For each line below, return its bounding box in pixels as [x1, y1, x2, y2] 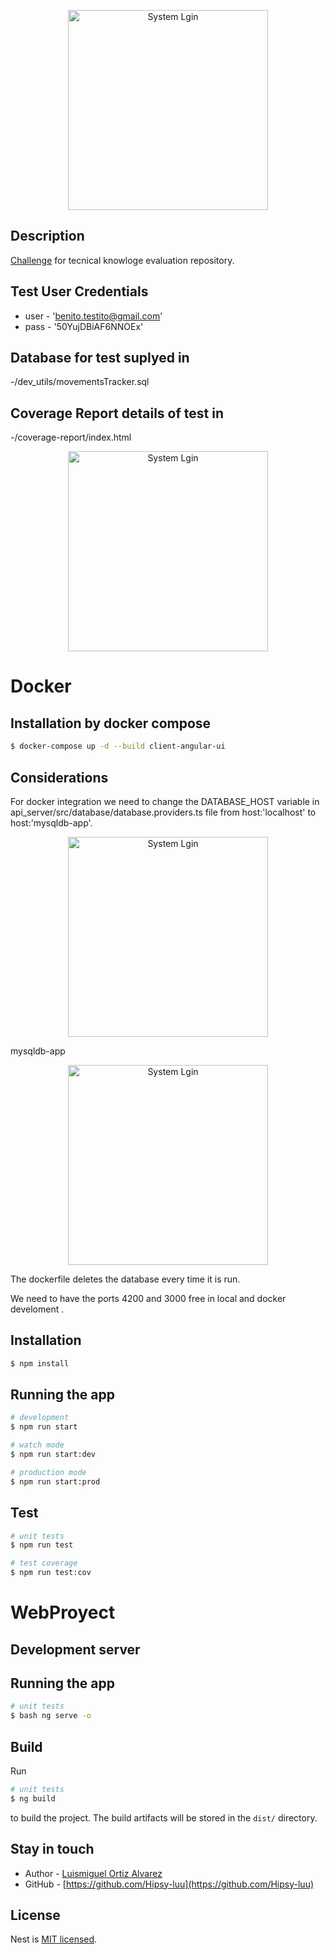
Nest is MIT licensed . [10, 1933, 98, 1945]
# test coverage [10, 1558, 78, 1569]
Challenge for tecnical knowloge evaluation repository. [10, 254, 235, 266]
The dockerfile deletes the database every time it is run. [10, 1273, 241, 1285]
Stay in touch [10, 1841, 95, 1858]
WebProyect [10, 1601, 116, 1624]
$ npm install [10, 1358, 70, 1369]
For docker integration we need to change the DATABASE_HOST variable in [10, 795, 320, 807]
